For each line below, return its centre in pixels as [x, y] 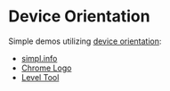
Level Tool [40, 77]
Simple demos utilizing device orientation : [85, 41]
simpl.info [39, 58]
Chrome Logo [46, 68]
